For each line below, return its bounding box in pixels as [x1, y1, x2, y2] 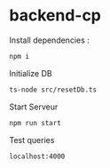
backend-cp [9, 5, 102, 26]
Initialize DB [9, 68, 52, 78]
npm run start [9, 118, 62, 127]
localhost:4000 [9, 152, 66, 161]
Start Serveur [9, 101, 59, 112]
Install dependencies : [9, 35, 90, 45]
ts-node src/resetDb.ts [9, 85, 98, 94]
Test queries [9, 134, 55, 145]
